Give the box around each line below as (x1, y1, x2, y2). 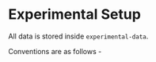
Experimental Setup (8, 5, 141, 24)
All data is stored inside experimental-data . (8, 31, 149, 41)
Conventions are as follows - (8, 46, 102, 56)
